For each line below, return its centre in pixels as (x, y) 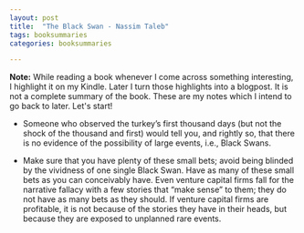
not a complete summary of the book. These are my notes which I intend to (151, 96)
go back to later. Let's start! (61, 106)
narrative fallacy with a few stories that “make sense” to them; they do (155, 190)
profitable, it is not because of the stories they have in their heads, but (155, 209)
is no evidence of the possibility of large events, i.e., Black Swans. (147, 143)
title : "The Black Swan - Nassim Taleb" (89, 26)
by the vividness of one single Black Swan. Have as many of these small (158, 170)
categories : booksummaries (61, 43)
